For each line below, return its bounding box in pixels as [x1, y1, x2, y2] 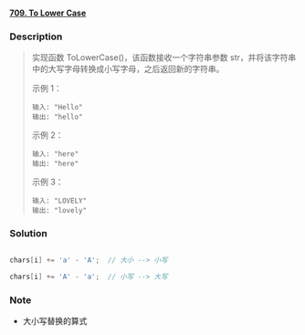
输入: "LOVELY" [31, 196, 88, 205]
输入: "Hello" [31, 102, 84, 111]
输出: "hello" [31, 112, 84, 121]
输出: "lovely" [31, 205, 88, 215]
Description [9, 30, 63, 43]
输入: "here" [31, 149, 79, 159]
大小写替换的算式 [22, 316, 88, 327]
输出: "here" [31, 159, 79, 168]
